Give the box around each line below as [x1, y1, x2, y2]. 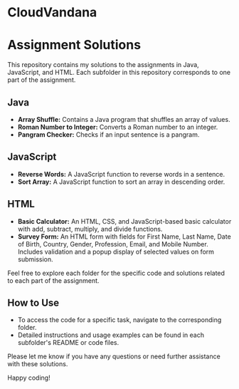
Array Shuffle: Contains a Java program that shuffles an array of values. [17, 115, 230, 123]
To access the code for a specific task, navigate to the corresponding [17, 316, 222, 324]
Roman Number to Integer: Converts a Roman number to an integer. [17, 123, 218, 131]
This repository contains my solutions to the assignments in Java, [7, 61, 199, 69]
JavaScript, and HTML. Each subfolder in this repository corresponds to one [7, 68, 231, 77]
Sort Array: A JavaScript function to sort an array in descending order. [17, 177, 225, 186]
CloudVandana [7, 4, 97, 21]
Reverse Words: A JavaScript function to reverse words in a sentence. [17, 170, 225, 178]
